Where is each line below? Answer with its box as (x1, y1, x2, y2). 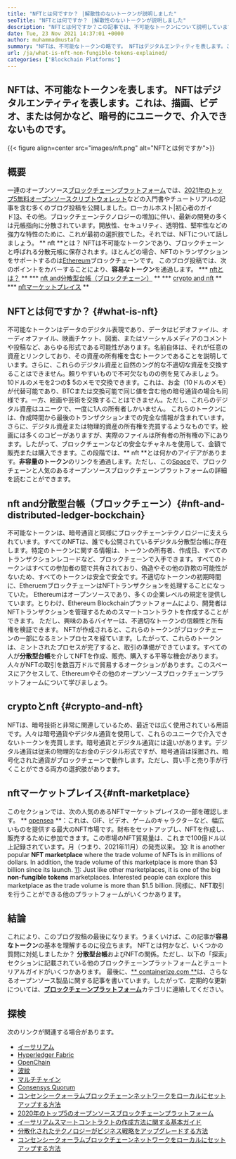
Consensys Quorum (17, 1083, 76, 1091)
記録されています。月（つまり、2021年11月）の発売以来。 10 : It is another (13, 842, 225, 851)
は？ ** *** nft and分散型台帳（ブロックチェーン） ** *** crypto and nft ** (7, 274, 223, 282)
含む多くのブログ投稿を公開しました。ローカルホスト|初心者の (19, 203, 200, 212)
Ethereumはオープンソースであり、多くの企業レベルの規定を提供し (33, 590, 227, 598)
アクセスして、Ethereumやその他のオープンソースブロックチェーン (19, 669, 212, 678)
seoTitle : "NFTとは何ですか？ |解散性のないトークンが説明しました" (7, 17, 187, 24)
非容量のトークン (18, 457, 69, 466)
